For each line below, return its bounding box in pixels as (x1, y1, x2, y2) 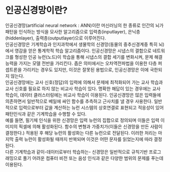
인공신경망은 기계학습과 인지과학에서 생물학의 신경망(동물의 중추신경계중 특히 (5, 41, 158, 47)
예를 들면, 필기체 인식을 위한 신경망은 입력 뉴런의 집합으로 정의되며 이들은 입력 (5, 117, 160, 123)
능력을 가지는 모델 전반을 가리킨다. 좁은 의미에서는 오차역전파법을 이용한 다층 (5, 60, 157, 66)
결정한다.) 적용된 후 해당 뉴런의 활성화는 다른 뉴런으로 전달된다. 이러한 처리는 (5, 130, 157, 136)
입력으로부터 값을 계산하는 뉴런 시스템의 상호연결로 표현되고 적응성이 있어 (18, 104, 164, 110)
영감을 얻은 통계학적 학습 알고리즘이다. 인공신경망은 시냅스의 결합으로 (14, 48, 152, 54)
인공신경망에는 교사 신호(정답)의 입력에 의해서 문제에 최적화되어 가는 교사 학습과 (5, 79, 163, 85)
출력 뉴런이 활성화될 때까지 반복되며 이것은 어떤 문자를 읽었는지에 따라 (14, 136, 153, 142)
